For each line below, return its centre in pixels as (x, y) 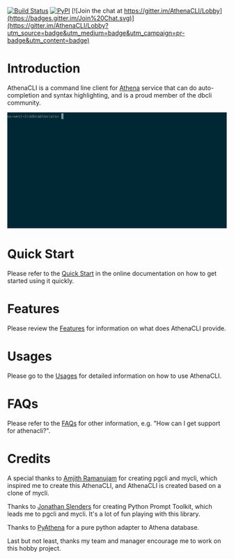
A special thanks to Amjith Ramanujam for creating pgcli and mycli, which (112, 478)
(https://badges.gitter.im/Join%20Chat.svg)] (71, 18)
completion (23, 95)
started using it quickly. (41, 281)
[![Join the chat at (97, 11)
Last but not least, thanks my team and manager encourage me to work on (114, 541)
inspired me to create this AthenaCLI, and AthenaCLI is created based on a (114, 485)
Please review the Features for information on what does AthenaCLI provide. (117, 328)
